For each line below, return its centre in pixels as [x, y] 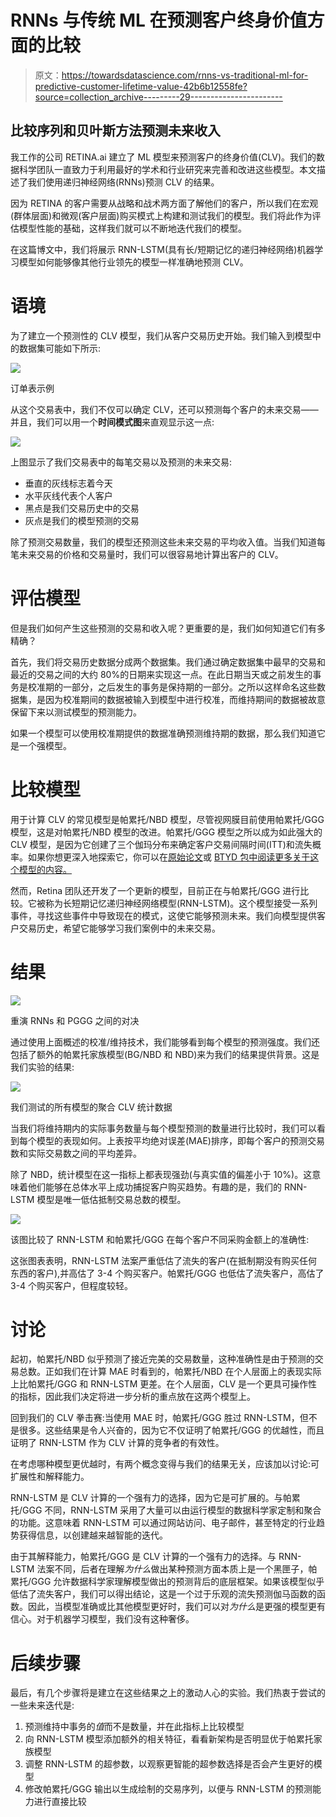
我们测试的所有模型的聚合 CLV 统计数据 [91, 1107]
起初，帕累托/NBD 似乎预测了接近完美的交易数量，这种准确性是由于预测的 [162, 1359]
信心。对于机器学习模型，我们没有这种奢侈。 [102, 1619]
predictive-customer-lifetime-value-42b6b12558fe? [141, 86]
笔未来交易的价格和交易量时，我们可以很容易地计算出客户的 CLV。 [147, 554]
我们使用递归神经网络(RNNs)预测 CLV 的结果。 [123, 182]
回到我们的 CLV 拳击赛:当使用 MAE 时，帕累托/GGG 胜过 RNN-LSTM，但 [159, 1418]
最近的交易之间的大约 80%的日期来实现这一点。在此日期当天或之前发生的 [161, 674]
